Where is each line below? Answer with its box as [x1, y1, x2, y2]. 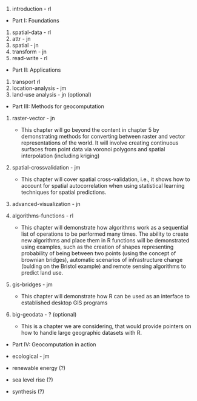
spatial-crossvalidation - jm [12, 164, 81, 171]
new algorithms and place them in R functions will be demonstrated [21, 237, 190, 244]
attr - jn [12, 35, 32, 42]
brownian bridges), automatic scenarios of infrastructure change [21, 256, 183, 263]
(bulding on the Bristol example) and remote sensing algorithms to [21, 262, 187, 270]
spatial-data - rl [12, 29, 52, 36]
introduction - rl [12, 5, 52, 12]
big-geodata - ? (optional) [12, 311, 77, 318]
